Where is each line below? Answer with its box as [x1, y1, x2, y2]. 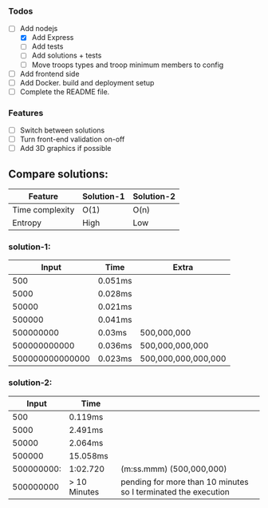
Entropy [12, 217, 42, 228]
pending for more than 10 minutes [120, 476, 249, 487]
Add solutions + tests [31, 50, 102, 61]
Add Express [31, 33, 74, 42]
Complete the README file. [19, 86, 110, 97]
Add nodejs [19, 24, 58, 34]
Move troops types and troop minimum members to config [31, 60, 224, 69]
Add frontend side [19, 69, 80, 78]
